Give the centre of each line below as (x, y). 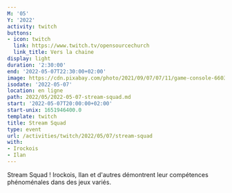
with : (15, 143)
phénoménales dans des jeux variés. (59, 182)
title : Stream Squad (37, 123)
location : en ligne (35, 91)
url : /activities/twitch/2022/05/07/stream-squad (80, 136)
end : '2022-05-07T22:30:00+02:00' (57, 71)
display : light (29, 59)
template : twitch (32, 116)
